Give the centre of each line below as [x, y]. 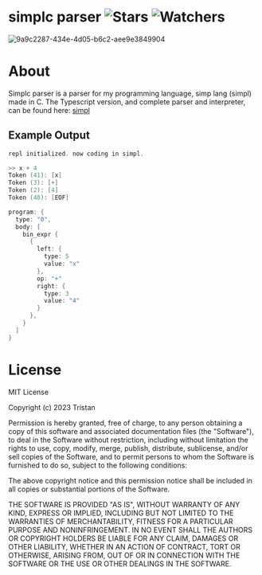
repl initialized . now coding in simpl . [76, 154]
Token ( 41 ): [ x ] [35, 175]
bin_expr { [41, 234]
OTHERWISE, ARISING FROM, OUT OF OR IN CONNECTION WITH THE [124, 555]
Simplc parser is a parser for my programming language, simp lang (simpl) [130, 93]
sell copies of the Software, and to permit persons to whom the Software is [131, 456]
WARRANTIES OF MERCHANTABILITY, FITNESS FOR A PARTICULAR [121, 521]
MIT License [29, 392]
